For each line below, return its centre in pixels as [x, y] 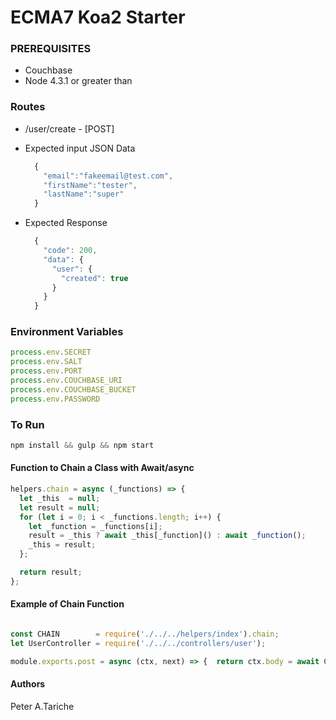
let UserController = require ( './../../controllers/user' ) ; [138, 643]
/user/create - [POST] [69, 128]
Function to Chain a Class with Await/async [102, 468]
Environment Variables [67, 332]
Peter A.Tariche [42, 706]
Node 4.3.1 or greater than [78, 81]
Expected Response [66, 223]
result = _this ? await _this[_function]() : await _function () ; [167, 536]
